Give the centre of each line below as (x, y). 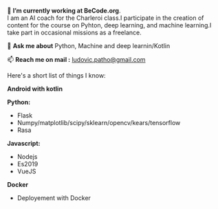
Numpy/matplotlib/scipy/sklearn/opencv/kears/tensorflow (99, 123)
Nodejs (27, 157)
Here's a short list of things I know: (56, 75)
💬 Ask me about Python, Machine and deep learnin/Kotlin (89, 46)
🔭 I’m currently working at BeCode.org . (64, 11)
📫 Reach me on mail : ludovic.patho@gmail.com (76, 59)
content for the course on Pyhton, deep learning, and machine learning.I (109, 25)
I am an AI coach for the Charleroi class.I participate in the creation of (106, 18)
